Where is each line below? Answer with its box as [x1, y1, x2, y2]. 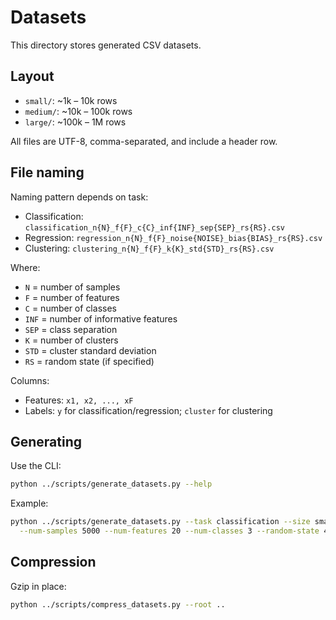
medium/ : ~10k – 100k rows [24, 105, 133, 117]
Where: [10, 261, 41, 273]
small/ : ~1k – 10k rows [24, 94, 118, 106]
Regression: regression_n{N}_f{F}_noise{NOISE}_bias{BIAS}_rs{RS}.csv [24, 231, 323, 243]
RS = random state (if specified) [24, 355, 155, 367]
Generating [10, 433, 83, 450]
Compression [10, 554, 97, 571]
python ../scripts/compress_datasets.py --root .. [10, 599, 226, 610]
